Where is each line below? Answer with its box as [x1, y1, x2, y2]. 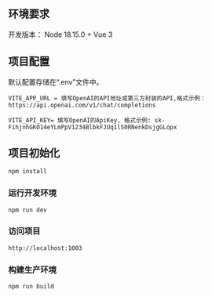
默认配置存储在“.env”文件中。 [8, 77, 104, 86]
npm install [8, 168, 47, 176]
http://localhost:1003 [8, 244, 82, 252]
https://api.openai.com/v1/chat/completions [8, 101, 156, 109]
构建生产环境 [8, 264, 57, 275]
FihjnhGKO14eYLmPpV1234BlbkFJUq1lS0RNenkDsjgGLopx [8, 123, 177, 131]
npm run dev [8, 206, 47, 214]
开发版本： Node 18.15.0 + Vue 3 [8, 30, 113, 39]
